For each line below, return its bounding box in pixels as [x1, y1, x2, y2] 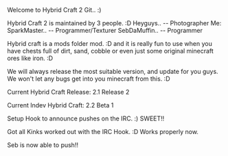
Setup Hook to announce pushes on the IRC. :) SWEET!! [7, 114, 165, 122]
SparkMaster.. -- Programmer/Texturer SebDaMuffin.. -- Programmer [7, 27, 203, 34]
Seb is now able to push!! [7, 141, 79, 149]
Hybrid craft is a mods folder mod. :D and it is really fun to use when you [7, 40, 213, 47]
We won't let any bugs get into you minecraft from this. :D [7, 75, 170, 83]
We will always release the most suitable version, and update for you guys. [7, 68, 218, 75]
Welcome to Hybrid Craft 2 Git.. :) [7, 6, 102, 14]
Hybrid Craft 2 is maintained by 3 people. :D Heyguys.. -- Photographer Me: [7, 19, 222, 27]
